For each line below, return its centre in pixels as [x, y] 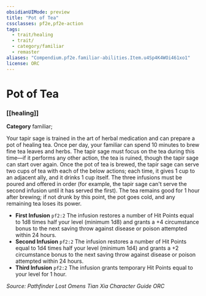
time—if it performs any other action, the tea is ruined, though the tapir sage [103, 158]
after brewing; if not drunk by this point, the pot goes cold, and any [91, 197]
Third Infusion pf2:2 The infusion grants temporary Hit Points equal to [104, 267]
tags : [13, 29]
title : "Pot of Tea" [33, 18]
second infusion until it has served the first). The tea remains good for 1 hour [103, 190]
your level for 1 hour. [41, 274]
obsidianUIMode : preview [38, 12]
